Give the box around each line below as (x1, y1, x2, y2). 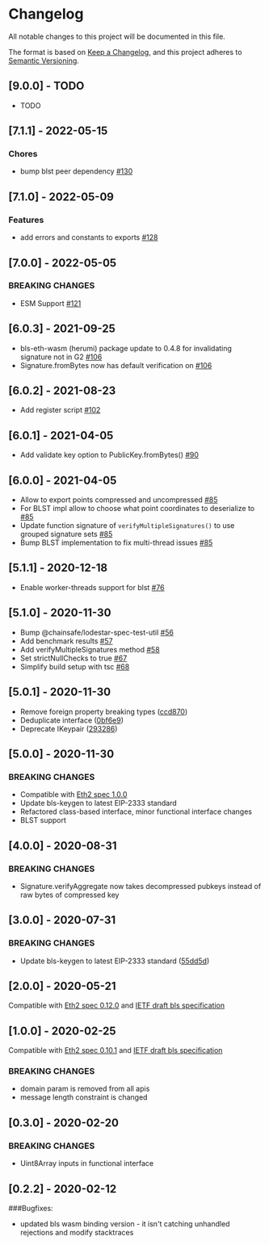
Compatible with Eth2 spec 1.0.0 (19, 790, 128, 799)
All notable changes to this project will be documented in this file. (8, 31, 226, 41)
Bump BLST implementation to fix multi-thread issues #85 (19, 538, 213, 547)
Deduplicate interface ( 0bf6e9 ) (19, 715, 124, 725)
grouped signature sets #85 (19, 530, 113, 539)
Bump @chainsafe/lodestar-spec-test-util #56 (19, 627, 174, 637)
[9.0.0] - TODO (8, 79, 85, 93)
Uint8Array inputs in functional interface (19, 1159, 154, 1168)
